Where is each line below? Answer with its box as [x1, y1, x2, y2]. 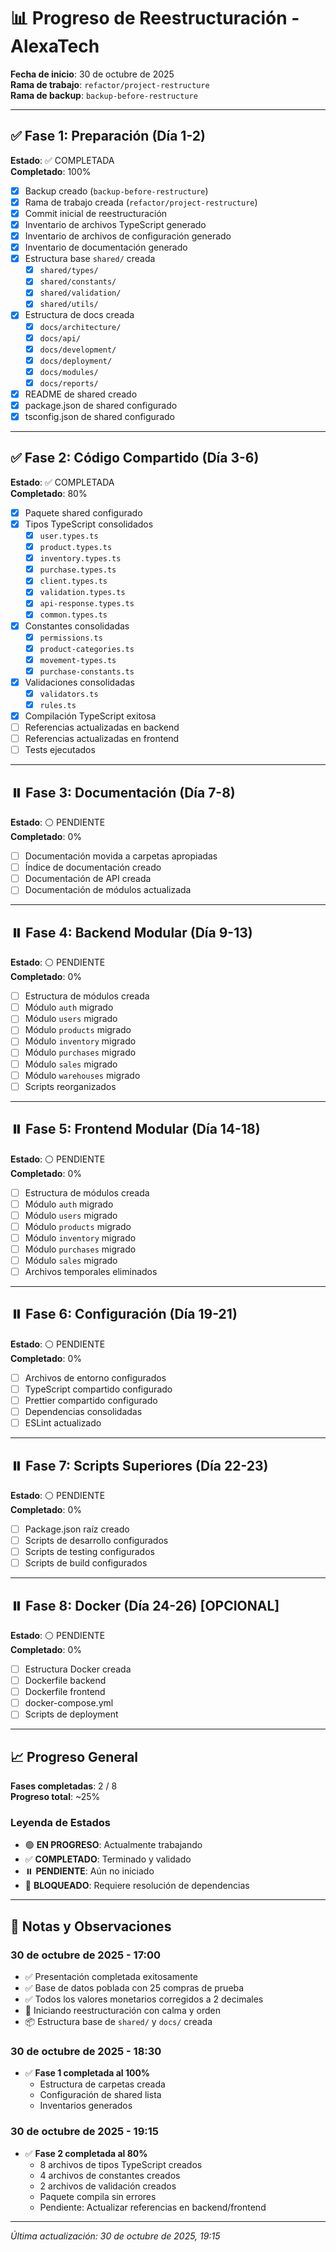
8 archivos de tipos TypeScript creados [39, 2158, 203, 2170]
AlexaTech [10, 35, 100, 58]
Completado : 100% [10, 165, 92, 177]
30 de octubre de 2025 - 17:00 [10, 1948, 162, 1962]
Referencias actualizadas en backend [24, 721, 180, 734]
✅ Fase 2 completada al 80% [24, 2147, 148, 2159]
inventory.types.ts [39, 554, 122, 564]
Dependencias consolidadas [24, 1406, 143, 1417]
